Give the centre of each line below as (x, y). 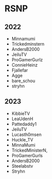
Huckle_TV (22, 139)
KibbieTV (21, 113)
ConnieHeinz (25, 65)
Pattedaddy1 (24, 124)
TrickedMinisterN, (29, 150)
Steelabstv (22, 166)
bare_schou (23, 81)
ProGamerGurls (27, 155)
